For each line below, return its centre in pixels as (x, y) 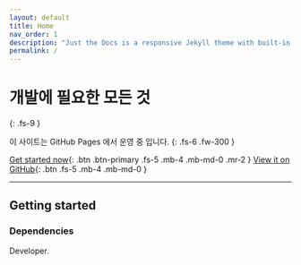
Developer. (29, 251)
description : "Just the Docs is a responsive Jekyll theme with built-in (150, 43)
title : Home (31, 26)
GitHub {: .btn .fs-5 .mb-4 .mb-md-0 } (78, 169)
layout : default (39, 17)
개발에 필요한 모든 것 (80, 98)
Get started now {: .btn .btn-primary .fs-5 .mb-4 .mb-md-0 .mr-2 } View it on (150, 160)
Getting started (53, 205)
